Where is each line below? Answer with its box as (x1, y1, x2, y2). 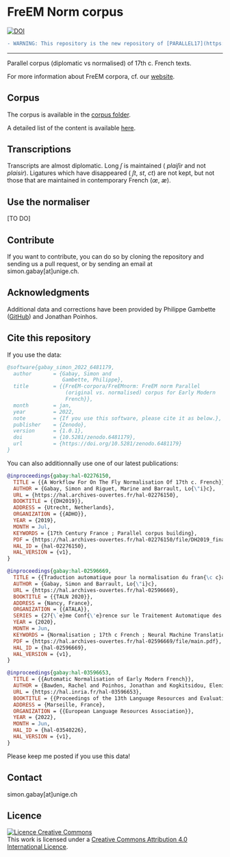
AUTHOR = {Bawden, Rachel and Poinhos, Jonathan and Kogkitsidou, (13, 682, 207, 690)
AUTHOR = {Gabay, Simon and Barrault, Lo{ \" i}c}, (13, 580, 157, 587)
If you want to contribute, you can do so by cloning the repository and (7, 253, 204, 261)
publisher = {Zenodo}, (13, 421, 88, 428)
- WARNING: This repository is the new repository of (7, 40, 164, 47)
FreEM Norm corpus (7, 4, 124, 20)
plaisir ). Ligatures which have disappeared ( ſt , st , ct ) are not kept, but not (7, 169, 215, 177)
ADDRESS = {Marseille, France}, (13, 701, 106, 708)
